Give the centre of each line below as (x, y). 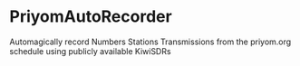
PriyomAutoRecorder (91, 17)
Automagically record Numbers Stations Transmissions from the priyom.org (150, 42)
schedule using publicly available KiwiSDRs (90, 51)
